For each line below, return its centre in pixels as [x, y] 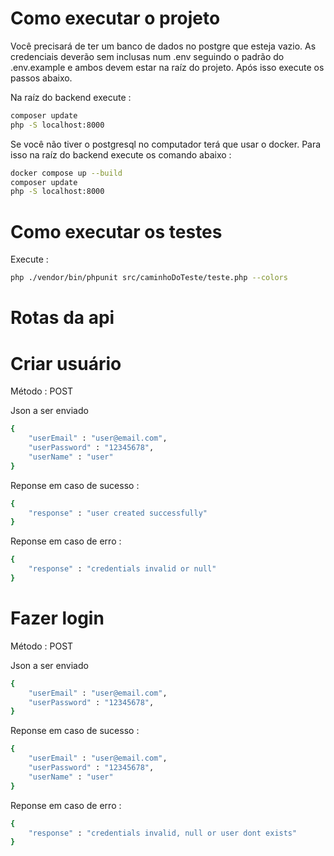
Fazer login [57, 618]
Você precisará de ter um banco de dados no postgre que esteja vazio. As [163, 46]
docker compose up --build [66, 173]
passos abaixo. [41, 78]
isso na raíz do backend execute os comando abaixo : [121, 154]
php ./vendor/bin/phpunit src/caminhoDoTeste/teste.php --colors [149, 278]
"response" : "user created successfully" [118, 513]
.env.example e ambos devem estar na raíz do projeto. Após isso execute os [167, 67]
